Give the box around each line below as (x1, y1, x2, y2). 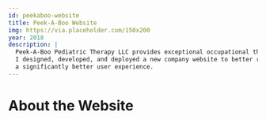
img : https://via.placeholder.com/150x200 (8, 26, 150, 34)
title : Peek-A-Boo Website (8, 19, 97, 27)
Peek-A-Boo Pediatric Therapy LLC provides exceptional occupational (15, 48, 249, 56)
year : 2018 (8, 33, 44, 42)
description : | (8, 41, 59, 49)
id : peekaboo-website (8, 11, 80, 20)
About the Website (8, 96, 135, 114)
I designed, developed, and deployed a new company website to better (15, 56, 253, 64)
